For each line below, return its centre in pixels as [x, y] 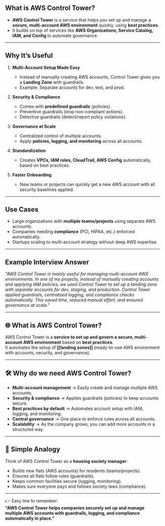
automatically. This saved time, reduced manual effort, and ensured [74, 300]
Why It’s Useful [29, 56]
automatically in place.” [30, 518]
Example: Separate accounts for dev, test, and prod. [72, 87]
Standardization [29, 150]
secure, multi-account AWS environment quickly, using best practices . [86, 25]
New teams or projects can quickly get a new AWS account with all [87, 184]
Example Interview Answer [47, 262]
